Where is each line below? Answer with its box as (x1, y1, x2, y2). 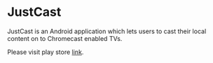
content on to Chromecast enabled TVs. (7, 34, 123, 42)
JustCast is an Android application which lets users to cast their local (7, 27, 207, 35)
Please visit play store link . (7, 48, 84, 56)
